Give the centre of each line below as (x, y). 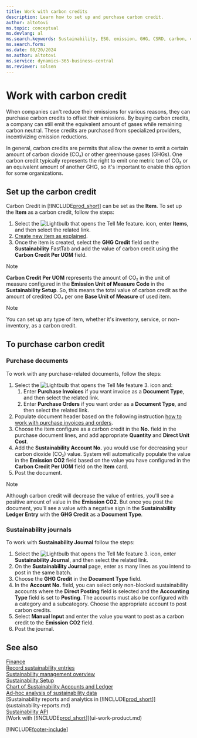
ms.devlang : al (25, 34)
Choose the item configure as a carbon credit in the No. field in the (95, 429)
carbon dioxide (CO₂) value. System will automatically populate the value (102, 454)
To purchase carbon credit (55, 344)
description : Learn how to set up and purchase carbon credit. (85, 17)
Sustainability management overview (51, 674)
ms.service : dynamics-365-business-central (60, 61)
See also (22, 648)
